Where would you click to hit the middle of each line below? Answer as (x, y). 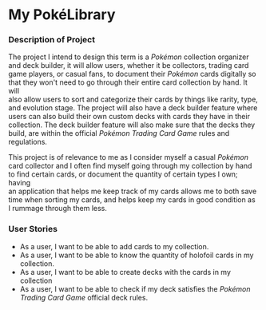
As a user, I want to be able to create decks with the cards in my (125, 272)
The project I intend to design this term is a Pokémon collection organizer (129, 57)
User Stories (33, 229)
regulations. (28, 142)
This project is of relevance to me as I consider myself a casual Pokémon (129, 157)
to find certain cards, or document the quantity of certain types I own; (123, 174)
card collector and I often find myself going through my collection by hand (130, 166)
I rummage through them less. (58, 209)
